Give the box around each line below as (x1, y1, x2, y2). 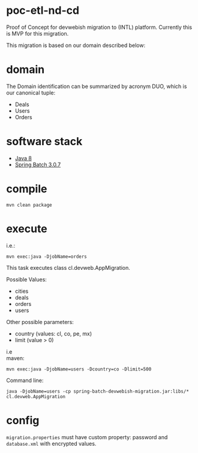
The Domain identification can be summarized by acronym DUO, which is (6, 83, 187, 90)
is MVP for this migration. (6, 30, 69, 37)
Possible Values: (6, 275, 47, 283)
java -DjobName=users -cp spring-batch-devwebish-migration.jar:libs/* (6, 388, 189, 395)
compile (6, 182, 47, 196)
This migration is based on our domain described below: (6, 42, 146, 49)
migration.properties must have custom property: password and (6, 433, 168, 440)
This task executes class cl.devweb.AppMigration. (6, 264, 131, 271)
